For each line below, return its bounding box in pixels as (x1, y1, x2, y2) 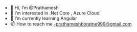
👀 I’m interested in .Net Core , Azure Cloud (10, 10, 100, 16)
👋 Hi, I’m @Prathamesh (10, 5, 59, 10)
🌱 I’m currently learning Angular (10, 15, 78, 21)
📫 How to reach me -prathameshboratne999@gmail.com (10, 21, 132, 27)
